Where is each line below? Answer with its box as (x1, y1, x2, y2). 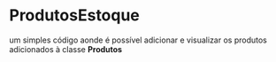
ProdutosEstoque (9, 5, 140, 26)
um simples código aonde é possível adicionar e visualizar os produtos (9, 35, 267, 45)
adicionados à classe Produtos (9, 43, 122, 54)
